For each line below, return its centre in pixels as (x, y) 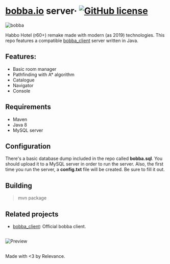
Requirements (28, 107)
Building (19, 185)
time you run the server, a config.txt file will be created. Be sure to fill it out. (85, 170)
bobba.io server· (41, 11)
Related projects (32, 214)
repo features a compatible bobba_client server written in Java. (72, 40)
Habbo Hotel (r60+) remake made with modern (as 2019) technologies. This (85, 35)
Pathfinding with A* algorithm (44, 74)
